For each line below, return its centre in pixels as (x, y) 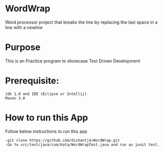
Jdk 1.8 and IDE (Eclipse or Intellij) (46, 94)
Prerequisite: (32, 81)
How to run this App (47, 118)
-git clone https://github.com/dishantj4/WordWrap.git (63, 140)
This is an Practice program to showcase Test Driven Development (73, 61)
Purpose (23, 47)
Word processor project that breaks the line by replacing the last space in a (81, 22)
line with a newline (24, 27)
